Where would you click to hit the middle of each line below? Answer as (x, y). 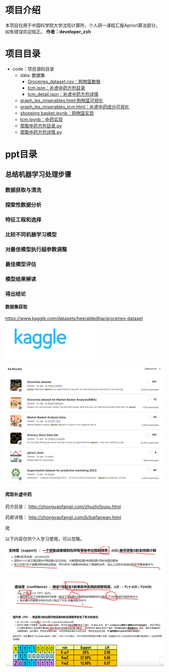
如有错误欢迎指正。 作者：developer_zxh (48, 31)
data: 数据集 (32, 75)
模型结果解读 (21, 279)
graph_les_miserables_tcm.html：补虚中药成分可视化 (75, 107)
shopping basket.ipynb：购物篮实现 (57, 113)
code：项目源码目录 (33, 69)
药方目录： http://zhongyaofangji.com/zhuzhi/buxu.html (63, 506)
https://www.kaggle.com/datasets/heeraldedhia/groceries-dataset (74, 318)
